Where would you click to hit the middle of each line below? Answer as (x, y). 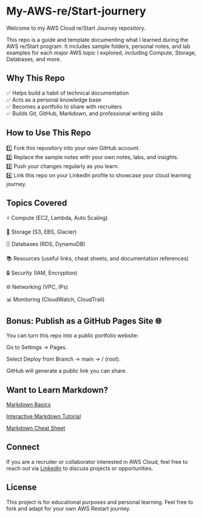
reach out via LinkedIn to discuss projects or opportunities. (80, 468)
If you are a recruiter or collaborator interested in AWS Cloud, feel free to (97, 462)
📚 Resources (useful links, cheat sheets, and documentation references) (98, 259)
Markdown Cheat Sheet (36, 428)
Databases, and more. (34, 59)
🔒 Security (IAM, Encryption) (42, 273)
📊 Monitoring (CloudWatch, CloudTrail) (56, 299)
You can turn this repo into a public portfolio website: (72, 336)
